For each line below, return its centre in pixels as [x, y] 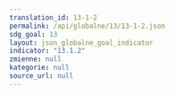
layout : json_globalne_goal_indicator [81, 43]
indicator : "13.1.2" [48, 51]
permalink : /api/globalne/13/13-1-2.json [87, 26]
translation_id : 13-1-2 [54, 17]
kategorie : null [39, 68]
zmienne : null [36, 59]
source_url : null [41, 76]
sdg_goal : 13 [33, 34]
